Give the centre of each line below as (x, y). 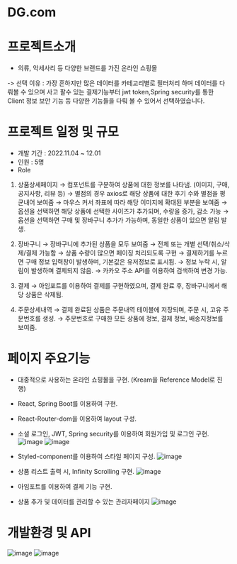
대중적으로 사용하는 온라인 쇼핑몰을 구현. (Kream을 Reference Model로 (116, 380)
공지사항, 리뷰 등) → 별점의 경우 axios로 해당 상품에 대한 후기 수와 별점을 (117, 194)
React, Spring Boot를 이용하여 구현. (68, 404)
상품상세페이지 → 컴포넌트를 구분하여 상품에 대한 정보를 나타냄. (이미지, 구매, (123, 184)
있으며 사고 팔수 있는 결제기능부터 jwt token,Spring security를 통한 (121, 92)
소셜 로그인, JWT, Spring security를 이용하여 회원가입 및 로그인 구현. (113, 434)
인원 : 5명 (31, 162)
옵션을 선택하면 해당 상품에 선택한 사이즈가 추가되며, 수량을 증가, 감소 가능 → (123, 211)
